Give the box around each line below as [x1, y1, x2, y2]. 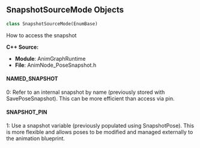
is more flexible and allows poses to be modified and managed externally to [6, 129, 193, 136]
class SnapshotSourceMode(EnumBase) [6, 20, 98, 26]
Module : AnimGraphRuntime [14, 55, 86, 62]
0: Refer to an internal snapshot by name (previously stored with [6, 88, 165, 96]
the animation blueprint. [6, 135, 65, 142]
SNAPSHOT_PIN [6, 108, 47, 116]
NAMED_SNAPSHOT [6, 75, 58, 82]
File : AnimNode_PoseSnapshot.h [14, 61, 97, 69]
